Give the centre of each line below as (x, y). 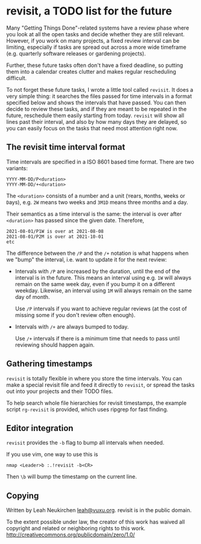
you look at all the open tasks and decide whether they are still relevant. (96, 34)
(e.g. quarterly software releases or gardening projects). (76, 53)
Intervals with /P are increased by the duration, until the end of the (97, 271)
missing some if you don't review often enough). (75, 315)
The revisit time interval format (66, 147)
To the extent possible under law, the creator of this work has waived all (96, 522)
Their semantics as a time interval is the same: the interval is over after (94, 214)
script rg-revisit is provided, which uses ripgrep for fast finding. (87, 409)
